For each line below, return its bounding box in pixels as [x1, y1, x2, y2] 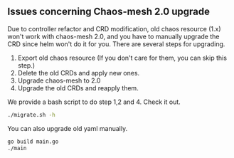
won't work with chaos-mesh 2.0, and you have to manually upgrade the [7, 32, 220, 41]
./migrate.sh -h [7, 111, 55, 118]
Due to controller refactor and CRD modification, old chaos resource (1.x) [7, 24, 222, 33]
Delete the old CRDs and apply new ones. [17, 68, 140, 77]
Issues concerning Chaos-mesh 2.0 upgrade [7, 6, 210, 18]
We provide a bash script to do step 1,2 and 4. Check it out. [7, 98, 181, 106]
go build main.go [7, 138, 59, 145]
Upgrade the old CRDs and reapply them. [17, 83, 139, 92]
